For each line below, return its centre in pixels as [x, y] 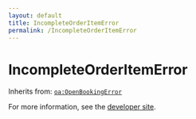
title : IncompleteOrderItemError [64, 23]
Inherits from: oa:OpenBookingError [65, 91]
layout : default [35, 15]
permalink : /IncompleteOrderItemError [73, 30]
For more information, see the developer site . [82, 107]
